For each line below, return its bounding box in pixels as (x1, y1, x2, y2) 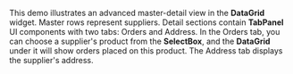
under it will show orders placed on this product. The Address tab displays (9, 45, 283, 56)
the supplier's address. (9, 55, 94, 65)
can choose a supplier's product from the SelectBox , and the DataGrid (9, 36, 271, 46)
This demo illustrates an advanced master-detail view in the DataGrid (9, 8, 265, 18)
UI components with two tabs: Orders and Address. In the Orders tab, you (9, 27, 280, 37)
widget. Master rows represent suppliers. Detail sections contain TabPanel (9, 17, 284, 28)
